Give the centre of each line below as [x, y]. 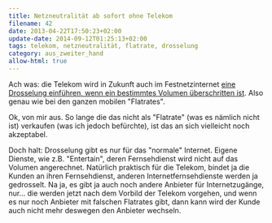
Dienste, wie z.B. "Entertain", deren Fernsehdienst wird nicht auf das [123, 158]
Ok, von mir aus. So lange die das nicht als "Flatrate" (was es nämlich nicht [134, 117]
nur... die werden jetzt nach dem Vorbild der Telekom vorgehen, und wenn [133, 193]
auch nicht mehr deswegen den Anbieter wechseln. [95, 210]
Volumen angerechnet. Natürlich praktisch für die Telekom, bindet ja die [129, 167]
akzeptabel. [28, 134]
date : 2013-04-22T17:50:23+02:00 [65, 31]
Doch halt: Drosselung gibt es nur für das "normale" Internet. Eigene [123, 150]
